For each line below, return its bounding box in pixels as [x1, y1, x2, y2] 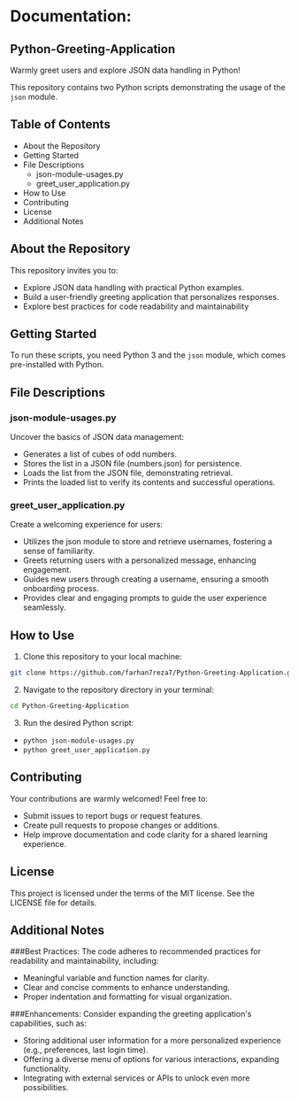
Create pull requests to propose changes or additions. [22, 820, 220, 830]
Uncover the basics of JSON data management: [10, 432, 185, 443]
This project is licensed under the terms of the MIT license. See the [10, 888, 256, 898]
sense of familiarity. [22, 546, 96, 557]
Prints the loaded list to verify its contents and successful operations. [22, 477, 276, 488]
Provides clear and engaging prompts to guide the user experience [22, 593, 268, 604]
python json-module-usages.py [22, 736, 135, 745]
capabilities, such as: [10, 1018, 87, 1028]
